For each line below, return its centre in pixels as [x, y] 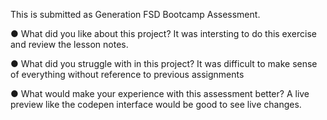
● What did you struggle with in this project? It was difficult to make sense [164, 63]
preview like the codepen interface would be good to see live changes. [156, 104]
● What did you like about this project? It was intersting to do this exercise [163, 33]
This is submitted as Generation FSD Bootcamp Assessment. [135, 14]
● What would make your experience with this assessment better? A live [160, 93]
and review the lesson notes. [69, 44]
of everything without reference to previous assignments [127, 74]
